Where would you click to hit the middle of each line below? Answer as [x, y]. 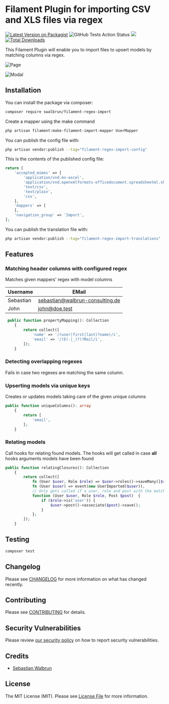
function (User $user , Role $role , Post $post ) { [86, 496]
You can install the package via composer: [49, 102]
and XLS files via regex [54, 20]
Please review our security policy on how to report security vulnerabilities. [82, 640]
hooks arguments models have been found [50, 458]
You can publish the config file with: [42, 140]
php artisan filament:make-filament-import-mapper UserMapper [72, 130]
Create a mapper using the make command [50, 121]
